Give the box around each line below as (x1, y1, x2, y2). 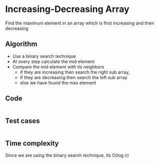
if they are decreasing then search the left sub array (20, 74, 128, 80)
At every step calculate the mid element (12, 58, 95, 64)
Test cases (5, 116, 40, 125)
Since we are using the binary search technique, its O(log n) (5, 152, 129, 158)
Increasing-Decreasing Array (5, 3, 129, 15)
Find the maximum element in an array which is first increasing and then (5, 20, 154, 26)
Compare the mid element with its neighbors (12, 63, 104, 69)
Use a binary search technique (12, 53, 76, 59)
